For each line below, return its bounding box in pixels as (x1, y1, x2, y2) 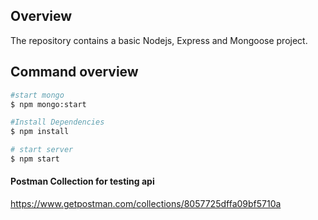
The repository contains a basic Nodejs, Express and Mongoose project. (10, 34, 308, 46)
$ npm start (10, 154, 60, 164)
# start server (10, 145, 74, 155)
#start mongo (10, 90, 65, 100)
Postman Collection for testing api (10, 175, 155, 188)
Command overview (10, 64, 139, 81)
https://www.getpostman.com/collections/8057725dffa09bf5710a (10, 198, 282, 210)
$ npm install (10, 127, 70, 137)
